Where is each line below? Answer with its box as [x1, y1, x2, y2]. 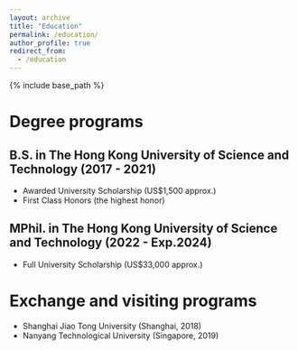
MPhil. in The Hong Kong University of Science [9, 221, 278, 236]
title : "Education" [9, 22, 83, 31]
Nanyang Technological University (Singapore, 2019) [22, 330, 219, 341]
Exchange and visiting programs [9, 290, 257, 311]
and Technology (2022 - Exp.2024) [9, 235, 212, 251]
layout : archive [9, 13, 70, 23]
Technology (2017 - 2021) [9, 161, 156, 177]
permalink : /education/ [9, 30, 99, 39]
